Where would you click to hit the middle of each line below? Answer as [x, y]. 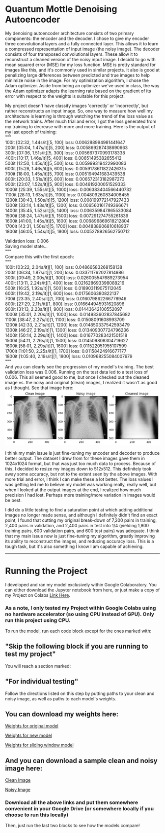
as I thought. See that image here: [39, 388]
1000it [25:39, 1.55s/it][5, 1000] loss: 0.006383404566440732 [69, 189]
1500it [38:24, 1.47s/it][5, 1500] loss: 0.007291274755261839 [67, 216]
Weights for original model [32, 726]
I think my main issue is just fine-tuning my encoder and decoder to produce [82, 453]
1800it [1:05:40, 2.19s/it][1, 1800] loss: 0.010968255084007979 [69, 356]
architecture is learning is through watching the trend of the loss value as [79, 116]
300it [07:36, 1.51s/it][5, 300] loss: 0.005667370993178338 [65, 153]
